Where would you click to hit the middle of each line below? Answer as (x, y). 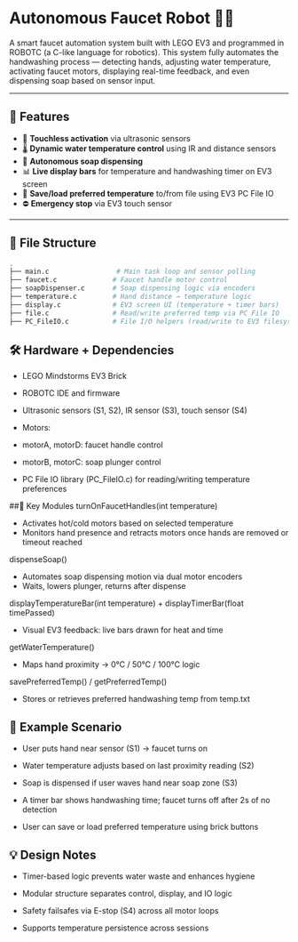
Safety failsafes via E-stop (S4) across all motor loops (120, 910)
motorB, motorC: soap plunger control (91, 463)
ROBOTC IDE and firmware (71, 393)
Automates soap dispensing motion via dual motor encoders (132, 576)
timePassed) (32, 613)
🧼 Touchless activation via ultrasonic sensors (106, 138)
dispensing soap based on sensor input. (82, 80)
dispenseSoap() (39, 560)
